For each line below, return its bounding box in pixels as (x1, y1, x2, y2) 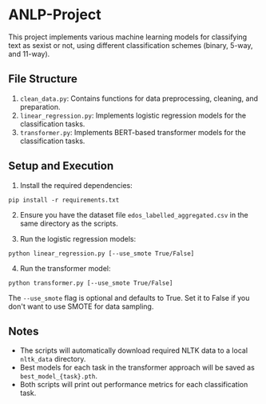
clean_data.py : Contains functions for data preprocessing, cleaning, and (19, 94, 258, 103)
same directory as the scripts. (19, 218, 118, 228)
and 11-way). (8, 49, 50, 58)
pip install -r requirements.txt (8, 196, 120, 204)
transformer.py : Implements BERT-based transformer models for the (19, 127, 246, 137)
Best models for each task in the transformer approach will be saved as (19, 362, 256, 373)
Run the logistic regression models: (19, 234, 137, 243)
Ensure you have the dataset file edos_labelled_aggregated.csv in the (19, 210, 249, 219)
